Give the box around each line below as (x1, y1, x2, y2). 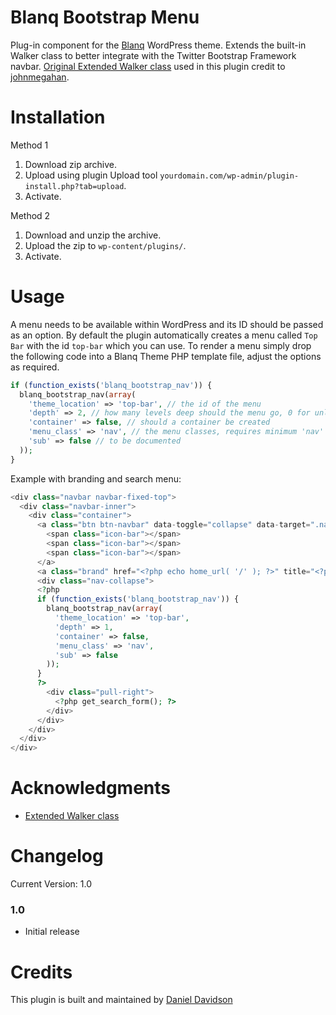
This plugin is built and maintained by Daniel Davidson (10, 994, 233, 1006)
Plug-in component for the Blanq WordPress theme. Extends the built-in (10, 39, 307, 51)
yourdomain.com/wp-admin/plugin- (159, 171, 300, 181)
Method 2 (10, 209, 51, 221)
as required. (10, 361, 60, 373)
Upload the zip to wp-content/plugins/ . (24, 239, 187, 251)
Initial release (24, 926, 80, 938)
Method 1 (10, 139, 49, 151)
